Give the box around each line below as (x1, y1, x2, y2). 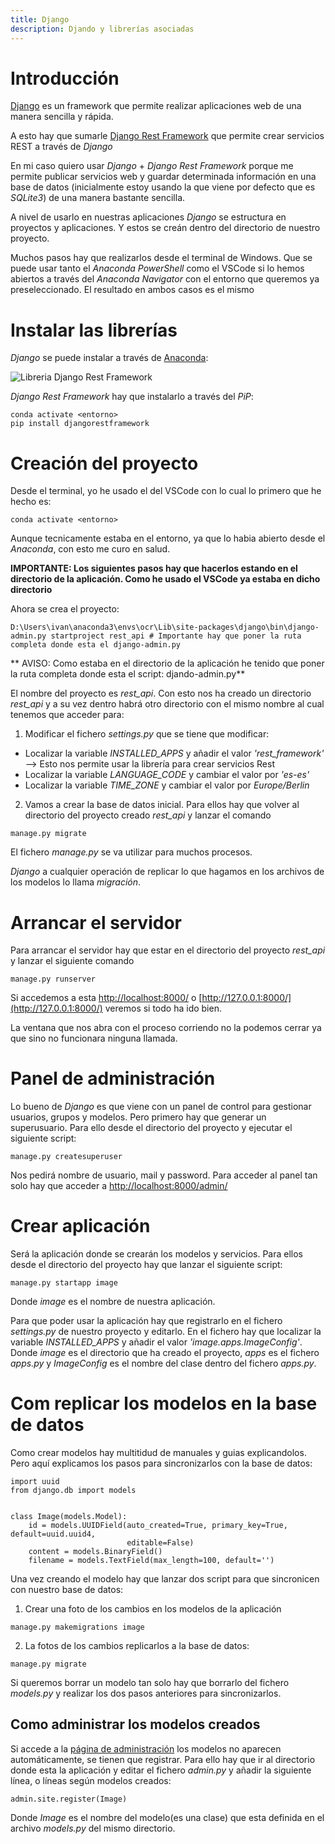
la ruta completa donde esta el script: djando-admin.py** (10, 668, 246, 680)
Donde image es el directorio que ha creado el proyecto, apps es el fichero (10, 1347, 320, 1359)
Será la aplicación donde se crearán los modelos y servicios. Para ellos (10, 1248, 304, 1260)
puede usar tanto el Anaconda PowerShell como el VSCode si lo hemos (10, 262, 305, 275)
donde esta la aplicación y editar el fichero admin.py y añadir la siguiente (10, 1764, 312, 1776)
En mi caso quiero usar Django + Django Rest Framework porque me (10, 160, 294, 172)
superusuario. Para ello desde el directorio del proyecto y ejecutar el (10, 1122, 293, 1134)
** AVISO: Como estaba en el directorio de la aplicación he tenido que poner (10, 657, 325, 670)
